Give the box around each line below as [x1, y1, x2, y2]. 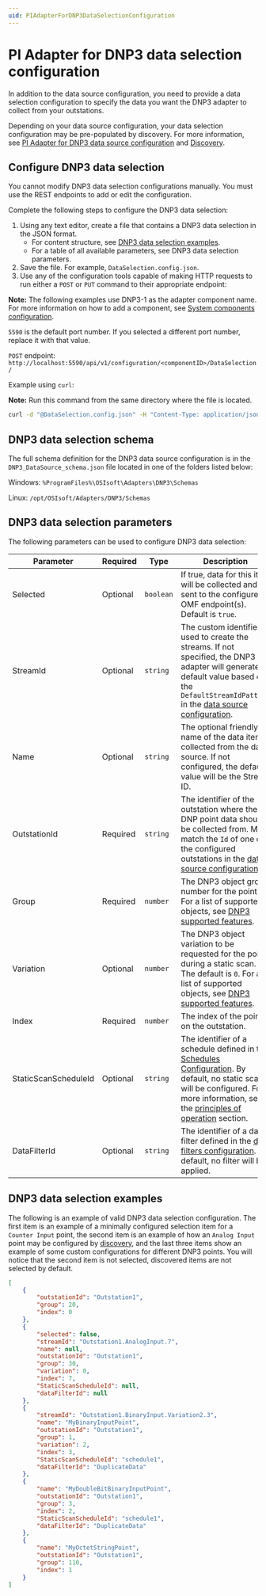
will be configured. [180, 1083, 250, 1094]
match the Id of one [180, 833, 255, 844]
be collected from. [180, 823, 249, 834]
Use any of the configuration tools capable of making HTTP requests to [19, 271, 253, 281]
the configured [180, 843, 236, 854]
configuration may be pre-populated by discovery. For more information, [8, 129, 245, 139]
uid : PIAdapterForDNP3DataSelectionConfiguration [8, 11, 176, 20]
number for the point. [180, 886, 260, 897]
